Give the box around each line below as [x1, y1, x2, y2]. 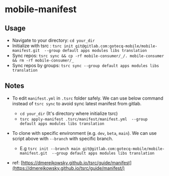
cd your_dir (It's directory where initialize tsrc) [19, 110, 118, 116]
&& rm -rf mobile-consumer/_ [12, 58, 74, 63]
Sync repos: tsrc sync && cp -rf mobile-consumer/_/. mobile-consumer [12, 52, 164, 58]
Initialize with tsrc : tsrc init [12, 43, 73, 49]
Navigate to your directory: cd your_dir [12, 37, 95, 43]
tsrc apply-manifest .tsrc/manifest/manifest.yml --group [19, 116, 148, 122]
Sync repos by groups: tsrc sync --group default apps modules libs [12, 63, 159, 68]
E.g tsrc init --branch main [19, 145, 81, 151]
